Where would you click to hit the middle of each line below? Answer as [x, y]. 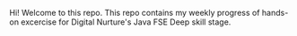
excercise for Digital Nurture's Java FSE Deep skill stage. [126, 22]
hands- [275, 13]
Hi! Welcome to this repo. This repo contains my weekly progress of [135, 13]
